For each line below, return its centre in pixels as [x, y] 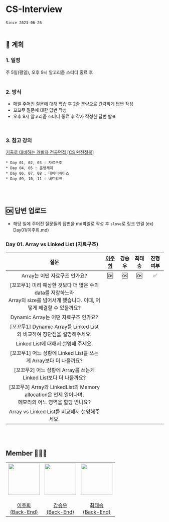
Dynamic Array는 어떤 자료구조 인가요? [54, 317]
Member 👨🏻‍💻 [26, 453]
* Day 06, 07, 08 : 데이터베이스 [37, 174]
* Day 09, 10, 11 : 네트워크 [34, 179]
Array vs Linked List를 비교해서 [44, 412]
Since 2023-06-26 [24, 23]
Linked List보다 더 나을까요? [54, 378]
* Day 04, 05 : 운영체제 [30, 168]
